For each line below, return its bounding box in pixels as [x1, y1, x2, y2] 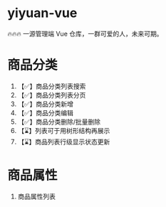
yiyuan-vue [7, 5, 78, 21]
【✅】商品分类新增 [17, 100, 73, 108]
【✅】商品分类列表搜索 [17, 82, 86, 90]
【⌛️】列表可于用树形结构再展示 [17, 126, 110, 134]
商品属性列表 [17, 192, 56, 201]
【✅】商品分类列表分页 [17, 90, 86, 99]
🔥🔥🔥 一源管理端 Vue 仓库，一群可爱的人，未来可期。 [7, 29, 163, 38]
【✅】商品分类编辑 [17, 108, 73, 117]
